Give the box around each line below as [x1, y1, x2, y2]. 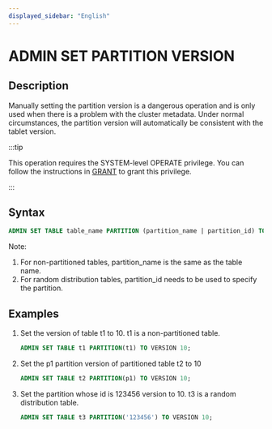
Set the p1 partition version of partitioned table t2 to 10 [19, 358, 202, 368]
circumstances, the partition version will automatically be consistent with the [8, 118, 264, 127]
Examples [8, 307, 59, 320]
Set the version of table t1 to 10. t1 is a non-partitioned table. [19, 328, 221, 338]
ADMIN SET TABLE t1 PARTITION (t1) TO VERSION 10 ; [19, 344, 192, 353]
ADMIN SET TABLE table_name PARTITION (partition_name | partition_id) [8, 227, 255, 235]
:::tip [8, 142, 23, 152]
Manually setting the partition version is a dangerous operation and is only [8, 101, 256, 110]
